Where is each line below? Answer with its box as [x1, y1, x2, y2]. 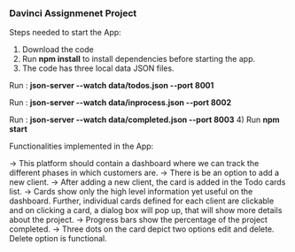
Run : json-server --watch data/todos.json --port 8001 [9, 80, 214, 91]
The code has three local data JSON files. [21, 63, 175, 73]
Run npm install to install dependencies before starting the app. [21, 54, 256, 65]
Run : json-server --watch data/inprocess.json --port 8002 [9, 97, 232, 108]
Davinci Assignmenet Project [9, 7, 137, 19]
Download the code [21, 44, 95, 55]
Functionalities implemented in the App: [9, 141, 154, 152]
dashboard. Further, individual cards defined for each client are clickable [9, 195, 275, 206]
